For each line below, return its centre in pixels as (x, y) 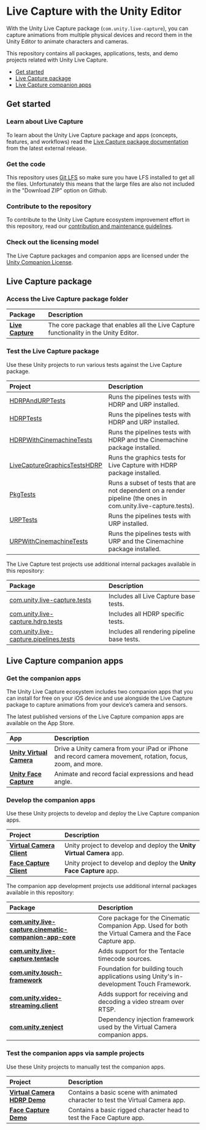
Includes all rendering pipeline (152, 631)
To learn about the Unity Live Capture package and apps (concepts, (92, 135)
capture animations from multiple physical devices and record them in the (99, 34)
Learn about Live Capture (45, 122)
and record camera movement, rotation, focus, (121, 756)
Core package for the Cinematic (144, 918)
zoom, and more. (78, 764)
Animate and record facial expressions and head (124, 774)
